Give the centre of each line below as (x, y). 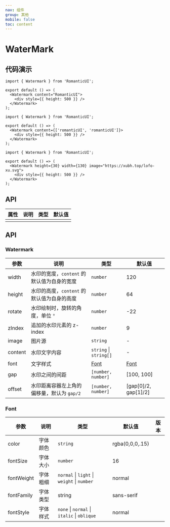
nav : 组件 (15, 10)
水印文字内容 (46, 353)
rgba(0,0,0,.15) (131, 444)
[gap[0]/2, (139, 386)
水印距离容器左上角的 (56, 386)
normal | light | (76, 475)
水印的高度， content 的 (58, 290)
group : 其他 (17, 15)
